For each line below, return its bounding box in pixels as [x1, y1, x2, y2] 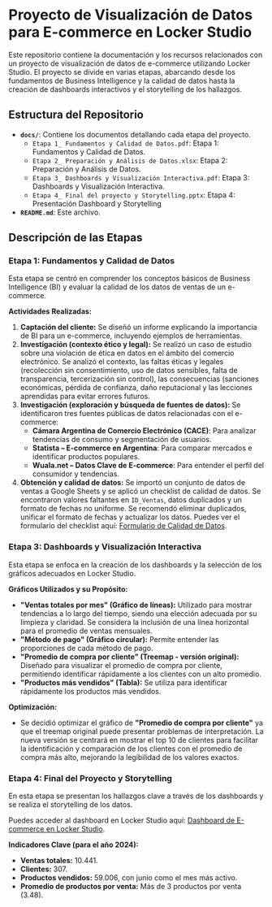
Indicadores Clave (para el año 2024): [8, 840, 139, 850]
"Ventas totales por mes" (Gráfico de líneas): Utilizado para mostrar [19, 600, 253, 610]
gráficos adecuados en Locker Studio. [8, 568, 136, 578]
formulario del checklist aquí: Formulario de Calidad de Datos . [19, 521, 227, 531]
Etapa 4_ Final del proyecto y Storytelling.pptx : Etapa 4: [32, 189, 235, 200]
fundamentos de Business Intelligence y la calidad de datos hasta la [8, 76, 235, 85]
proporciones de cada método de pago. [19, 643, 153, 653]
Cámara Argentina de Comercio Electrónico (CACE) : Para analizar [32, 426, 257, 436]
